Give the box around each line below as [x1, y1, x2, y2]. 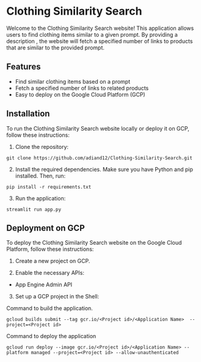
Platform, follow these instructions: [6, 245, 94, 253]
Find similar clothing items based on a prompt [15, 78, 130, 85]
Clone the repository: [15, 143, 69, 150]
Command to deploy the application [6, 333, 97, 340]
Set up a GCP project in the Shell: [15, 293, 100, 300]
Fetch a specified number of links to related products [15, 84, 149, 92]
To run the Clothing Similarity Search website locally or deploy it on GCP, [6, 125, 189, 132]
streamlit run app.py [6, 206, 62, 212]
